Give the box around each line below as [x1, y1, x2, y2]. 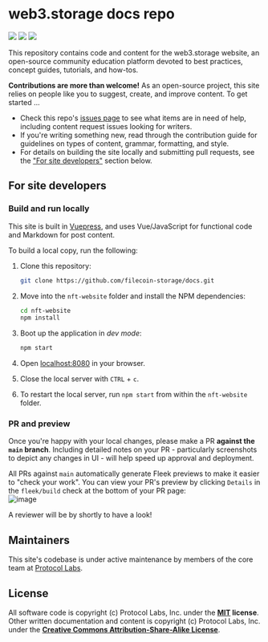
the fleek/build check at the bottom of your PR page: [8, 486, 186, 496]
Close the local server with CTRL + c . [19, 374, 140, 384]
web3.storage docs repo [8, 5, 175, 23]
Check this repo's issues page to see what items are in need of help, [19, 113, 247, 123]
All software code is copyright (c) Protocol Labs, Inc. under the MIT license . [8, 607, 259, 618]
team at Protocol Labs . [8, 563, 83, 573]
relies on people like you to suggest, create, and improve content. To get [8, 89, 248, 99]
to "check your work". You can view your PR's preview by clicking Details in [8, 477, 261, 487]
